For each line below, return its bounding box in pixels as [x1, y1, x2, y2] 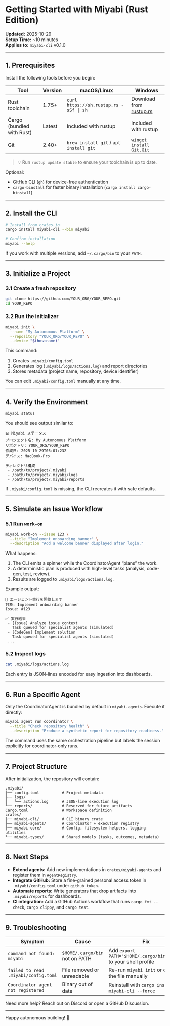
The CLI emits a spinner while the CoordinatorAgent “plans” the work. [12, 560, 158, 566]
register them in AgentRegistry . [12, 872, 78, 878]
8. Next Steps [5, 853, 49, 861]
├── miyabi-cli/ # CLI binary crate [5, 816, 103, 821]
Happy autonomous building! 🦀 [5, 1015, 70, 1021]
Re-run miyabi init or [108, 966, 162, 973]
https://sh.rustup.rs [66, 102, 119, 108]
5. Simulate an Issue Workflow [5, 505, 103, 514]
